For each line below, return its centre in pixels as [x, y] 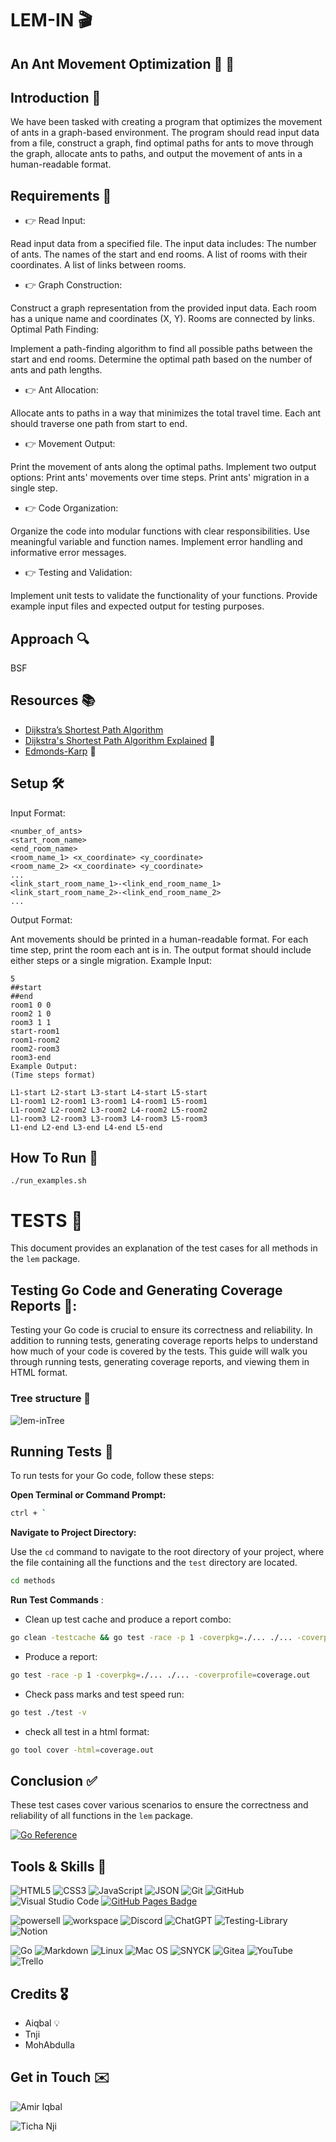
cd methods [33, 1581]
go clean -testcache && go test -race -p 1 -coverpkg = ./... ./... [151, 1638]
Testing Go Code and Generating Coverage [146, 1290]
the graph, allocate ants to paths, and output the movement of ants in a [156, 154]
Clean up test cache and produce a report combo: [128, 1619]
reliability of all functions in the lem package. [101, 1816]
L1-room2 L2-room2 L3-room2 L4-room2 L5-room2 [109, 1110]
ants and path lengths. [56, 370]
